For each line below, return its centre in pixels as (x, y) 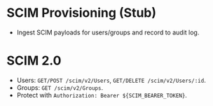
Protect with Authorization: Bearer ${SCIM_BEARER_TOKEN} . (102, 95)
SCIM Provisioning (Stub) (82, 13)
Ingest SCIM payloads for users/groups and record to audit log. (108, 32)
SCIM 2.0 (34, 61)
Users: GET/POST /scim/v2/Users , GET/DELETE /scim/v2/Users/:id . (111, 80)
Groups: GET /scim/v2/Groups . (60, 87)
